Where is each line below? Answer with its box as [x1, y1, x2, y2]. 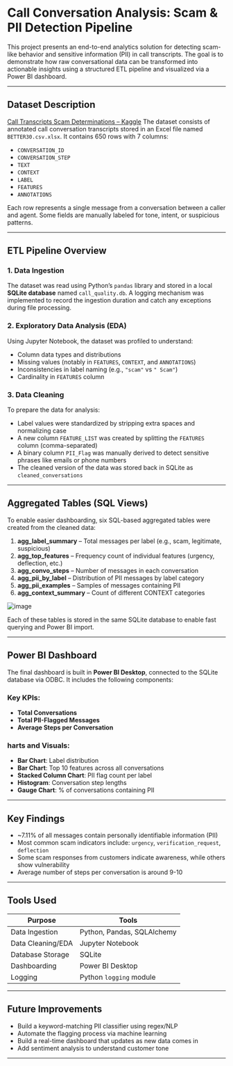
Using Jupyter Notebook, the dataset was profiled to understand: [7, 337, 193, 345]
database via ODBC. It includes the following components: [7, 675, 173, 684]
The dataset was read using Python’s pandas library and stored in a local [7, 282, 213, 290]
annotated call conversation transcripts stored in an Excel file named [7, 124, 203, 133]
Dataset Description [7, 99, 96, 111]
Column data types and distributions [17, 350, 121, 359]
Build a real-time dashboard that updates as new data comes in [17, 1036, 199, 1044]
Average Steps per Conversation [17, 723, 114, 732]
